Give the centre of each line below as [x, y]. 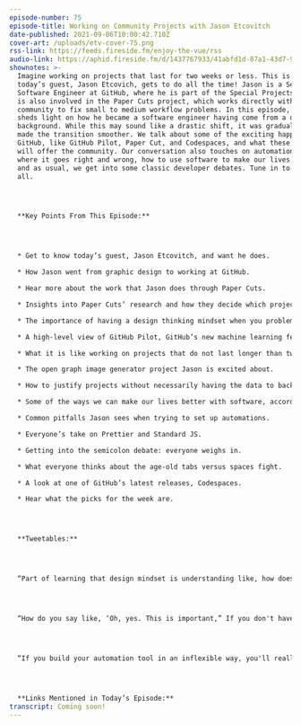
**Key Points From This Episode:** [84, 217]
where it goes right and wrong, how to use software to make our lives [154, 159]
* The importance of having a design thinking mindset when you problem [156, 321]
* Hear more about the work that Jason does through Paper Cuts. [142, 288]
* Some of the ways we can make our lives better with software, [142, 402]
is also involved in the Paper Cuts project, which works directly [146, 101]
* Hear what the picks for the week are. [96, 500]
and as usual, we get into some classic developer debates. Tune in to [154, 168]
